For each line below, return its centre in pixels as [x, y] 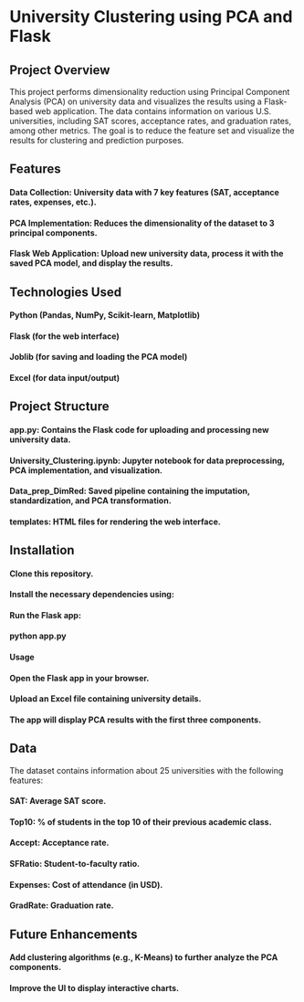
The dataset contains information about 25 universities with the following [147, 770]
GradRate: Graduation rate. [62, 905]
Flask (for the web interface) [65, 336]
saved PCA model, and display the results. [91, 263]
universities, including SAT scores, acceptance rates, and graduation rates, [151, 121]
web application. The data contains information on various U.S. [153, 111]
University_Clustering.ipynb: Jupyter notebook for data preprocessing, [147, 460]
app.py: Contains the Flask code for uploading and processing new [139, 429]
